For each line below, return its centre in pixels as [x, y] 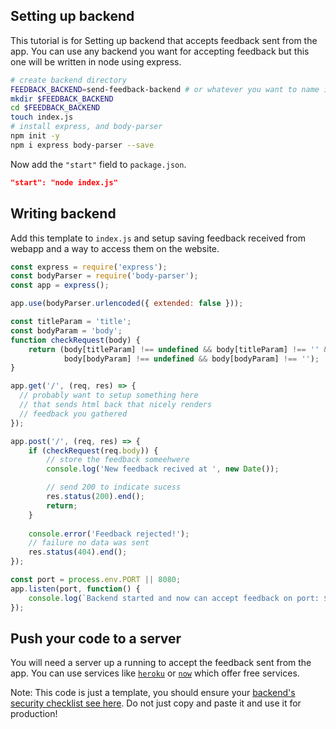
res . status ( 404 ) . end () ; [78, 552]
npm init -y [35, 136]
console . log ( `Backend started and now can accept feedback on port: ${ [180, 598]
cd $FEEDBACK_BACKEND [55, 108]
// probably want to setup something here [109, 395]
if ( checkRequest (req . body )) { [93, 450]
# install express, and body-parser [86, 127]
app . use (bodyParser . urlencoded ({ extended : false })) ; [127, 304]
